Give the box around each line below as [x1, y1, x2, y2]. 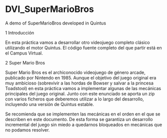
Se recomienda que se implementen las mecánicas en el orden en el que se [5, 111, 161, 117]
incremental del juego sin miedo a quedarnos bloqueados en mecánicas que [5, 121, 163, 127]
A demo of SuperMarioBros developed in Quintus [5, 20, 106, 26]
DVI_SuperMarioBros [5, 3, 94, 15]
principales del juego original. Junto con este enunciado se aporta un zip [5, 90, 155, 96]
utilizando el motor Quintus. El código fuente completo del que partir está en [5, 44, 162, 50]
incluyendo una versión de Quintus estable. [5, 101, 94, 107]
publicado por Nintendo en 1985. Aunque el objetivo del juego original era [5, 74, 157, 80]
